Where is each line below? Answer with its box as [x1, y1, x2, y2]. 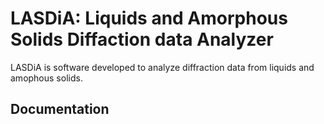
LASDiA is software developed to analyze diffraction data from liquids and [10, 61, 315, 73]
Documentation [10, 101, 110, 118]
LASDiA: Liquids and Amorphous [10, 7, 288, 30]
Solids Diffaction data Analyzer [10, 28, 274, 51]
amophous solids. [10, 72, 83, 84]
